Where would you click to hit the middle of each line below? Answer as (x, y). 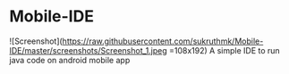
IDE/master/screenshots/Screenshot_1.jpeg (88, 50)
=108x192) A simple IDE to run (224, 50)
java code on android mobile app (70, 60)
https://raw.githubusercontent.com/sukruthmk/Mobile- (163, 41)
